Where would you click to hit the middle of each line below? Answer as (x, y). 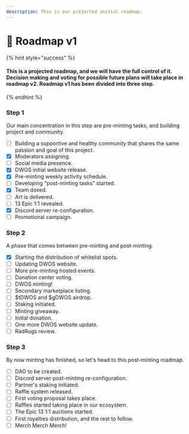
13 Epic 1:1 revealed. (39, 204)
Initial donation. (34, 318)
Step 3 (16, 347)
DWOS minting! (34, 284)
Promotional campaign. (43, 217)
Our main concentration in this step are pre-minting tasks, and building (93, 126)
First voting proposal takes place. (56, 398)
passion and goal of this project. (54, 150)
